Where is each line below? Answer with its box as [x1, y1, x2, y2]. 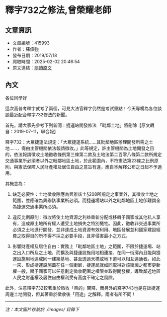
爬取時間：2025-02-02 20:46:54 [12, 59, 81, 65]
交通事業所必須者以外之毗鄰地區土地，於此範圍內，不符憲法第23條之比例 [5, 158, 155, 163]
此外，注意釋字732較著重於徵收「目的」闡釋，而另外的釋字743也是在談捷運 [5, 285, 160, 291]
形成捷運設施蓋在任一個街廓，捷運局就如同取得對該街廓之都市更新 [25, 262, 161, 268]
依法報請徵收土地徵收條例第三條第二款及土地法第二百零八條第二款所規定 [13, 151, 162, 157]
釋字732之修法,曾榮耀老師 [5, 4, 111, 16]
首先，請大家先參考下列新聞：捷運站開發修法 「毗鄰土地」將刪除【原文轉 [5, 122, 155, 128]
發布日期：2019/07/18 [12, 53, 57, 58]
